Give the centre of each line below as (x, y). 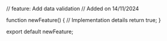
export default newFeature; (40, 31)
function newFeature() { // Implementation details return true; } (83, 20)
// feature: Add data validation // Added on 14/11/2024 (73, 9)
